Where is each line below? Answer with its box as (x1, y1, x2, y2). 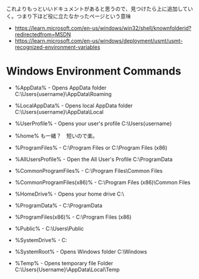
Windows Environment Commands (6, 64, 181, 78)
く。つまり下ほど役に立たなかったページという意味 (6, 13, 131, 20)
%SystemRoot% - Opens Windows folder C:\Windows (14, 248, 147, 255)
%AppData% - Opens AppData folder (14, 84, 107, 91)
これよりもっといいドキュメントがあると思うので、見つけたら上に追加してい (6, 5, 193, 12)
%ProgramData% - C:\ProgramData (14, 201, 103, 209)
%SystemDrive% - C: (14, 236, 67, 243)
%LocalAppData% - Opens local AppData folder (14, 102, 133, 109)
